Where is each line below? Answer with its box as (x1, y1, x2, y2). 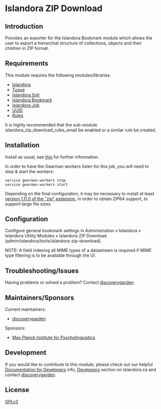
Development (5, 348, 47, 357)
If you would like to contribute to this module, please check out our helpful (5, 362, 153, 367)
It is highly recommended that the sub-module (5, 122, 98, 127)
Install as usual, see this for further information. (5, 154, 99, 160)
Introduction (5, 22, 44, 31)
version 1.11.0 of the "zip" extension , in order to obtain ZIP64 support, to (5, 196, 148, 202)
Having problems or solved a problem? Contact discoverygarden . (5, 280, 135, 285)
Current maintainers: (5, 306, 46, 313)
